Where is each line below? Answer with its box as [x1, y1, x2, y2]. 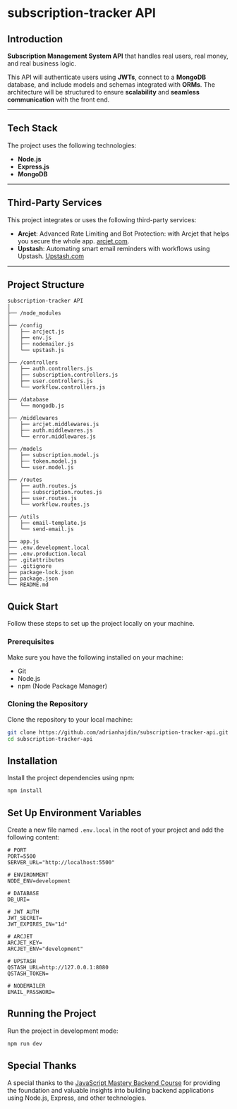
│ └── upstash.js [7, 347, 65, 354]
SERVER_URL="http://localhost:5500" [7, 859, 115, 866]
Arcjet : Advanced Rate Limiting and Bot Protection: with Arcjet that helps [17, 229, 229, 238]
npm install [7, 787, 42, 794]
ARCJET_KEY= [7, 940, 42, 947]
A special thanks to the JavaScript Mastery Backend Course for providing [7, 1078, 221, 1087]
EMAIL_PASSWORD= [7, 989, 55, 996]
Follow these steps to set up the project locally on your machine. [7, 619, 195, 628]
